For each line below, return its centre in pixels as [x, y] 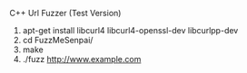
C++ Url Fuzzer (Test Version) [65, 13]
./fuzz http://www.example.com [82, 59]
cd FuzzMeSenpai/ [58, 40]
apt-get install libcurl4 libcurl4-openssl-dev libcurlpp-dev [130, 30]
